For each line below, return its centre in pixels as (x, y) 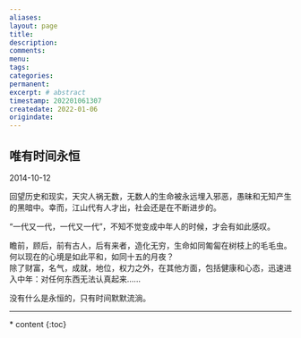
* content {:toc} (38, 324)
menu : (19, 59)
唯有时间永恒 (45, 156)
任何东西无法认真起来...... (95, 279)
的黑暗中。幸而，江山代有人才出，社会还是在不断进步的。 (115, 207)
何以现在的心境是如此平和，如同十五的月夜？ (92, 257)
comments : (28, 51)
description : (34, 42)
